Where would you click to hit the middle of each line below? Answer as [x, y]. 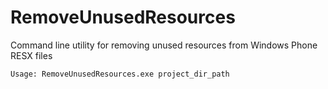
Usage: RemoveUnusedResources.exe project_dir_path [120, 74]
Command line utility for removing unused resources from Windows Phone [164, 45]
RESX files [31, 55]
